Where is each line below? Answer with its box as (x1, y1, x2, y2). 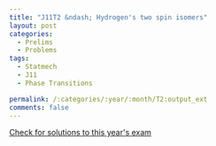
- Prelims (17, 37, 53, 47)
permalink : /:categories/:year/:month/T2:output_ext (9, 95, 208, 104)
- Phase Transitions (17, 79, 93, 88)
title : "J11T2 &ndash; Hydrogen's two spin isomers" (9, 12, 208, 22)
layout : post (9, 21, 58, 30)
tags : (9, 54, 29, 63)
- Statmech (17, 63, 58, 72)
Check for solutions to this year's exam (9, 127, 152, 138)
